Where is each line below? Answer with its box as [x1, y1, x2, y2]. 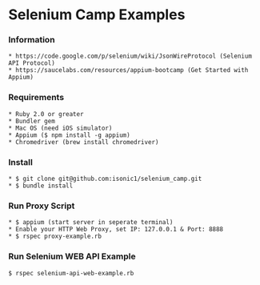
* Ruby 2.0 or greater [8, 110, 84, 118]
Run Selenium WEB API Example [8, 251, 136, 262]
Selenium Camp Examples [8, 6, 186, 24]
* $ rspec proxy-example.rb [8, 232, 102, 241]
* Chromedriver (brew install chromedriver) [8, 138, 159, 146]
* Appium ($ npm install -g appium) [8, 130, 130, 139]
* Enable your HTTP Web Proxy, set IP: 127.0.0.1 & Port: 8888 [8, 226, 224, 234]
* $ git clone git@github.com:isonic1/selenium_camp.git [8, 175, 202, 183]
